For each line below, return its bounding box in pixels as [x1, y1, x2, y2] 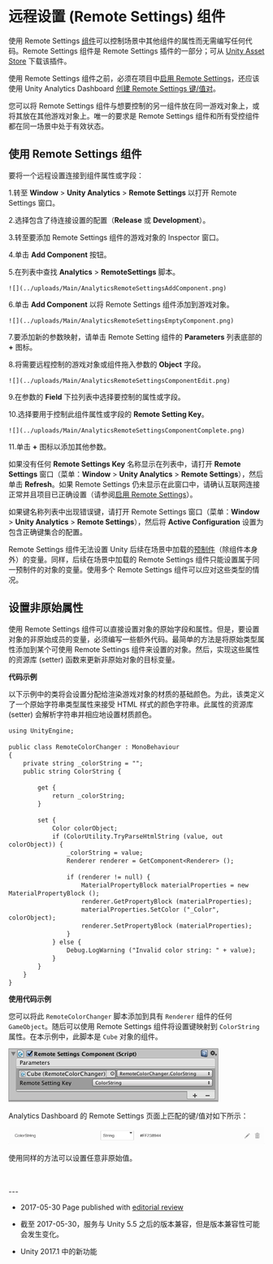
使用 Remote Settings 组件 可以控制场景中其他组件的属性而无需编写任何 [8, 36, 245, 46]
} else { [51, 938, 82, 946]
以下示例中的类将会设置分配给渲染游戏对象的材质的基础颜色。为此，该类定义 [8, 688, 265, 699]
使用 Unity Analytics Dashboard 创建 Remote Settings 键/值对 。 [8, 83, 221, 93]
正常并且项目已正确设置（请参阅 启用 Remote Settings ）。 [8, 489, 197, 499]
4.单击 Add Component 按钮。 [8, 250, 111, 259]
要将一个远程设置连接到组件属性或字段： [8, 170, 144, 180]
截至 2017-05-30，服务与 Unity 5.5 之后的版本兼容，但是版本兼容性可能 [19, 1219, 260, 1229]
